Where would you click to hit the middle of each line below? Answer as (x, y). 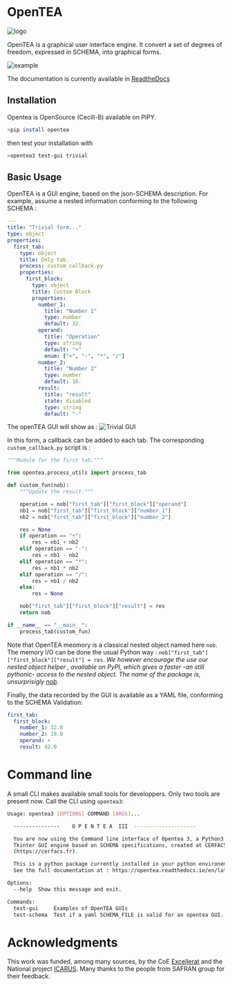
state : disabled (67, 401)
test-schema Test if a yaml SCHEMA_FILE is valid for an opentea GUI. (119, 915)
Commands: (21, 902)
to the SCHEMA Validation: (45, 702)
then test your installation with (50, 143)
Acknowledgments (63, 942)
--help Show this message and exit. (68, 889)
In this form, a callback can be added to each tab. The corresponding (106, 440)
